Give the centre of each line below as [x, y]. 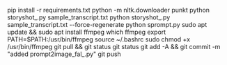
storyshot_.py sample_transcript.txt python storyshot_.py [89, 17]
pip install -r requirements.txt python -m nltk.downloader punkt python [109, 10]
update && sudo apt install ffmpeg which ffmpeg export [87, 32]
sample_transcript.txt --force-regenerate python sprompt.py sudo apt [107, 25]
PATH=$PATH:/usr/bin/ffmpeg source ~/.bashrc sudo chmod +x [99, 39]
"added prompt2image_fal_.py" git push [64, 54]
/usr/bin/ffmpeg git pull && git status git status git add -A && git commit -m [114, 47]
